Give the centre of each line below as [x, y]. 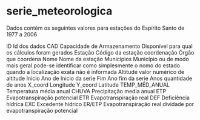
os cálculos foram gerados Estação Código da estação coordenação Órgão [100, 52]
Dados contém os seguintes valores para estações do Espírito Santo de [95, 28]
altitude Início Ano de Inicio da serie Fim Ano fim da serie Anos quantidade [99, 78]
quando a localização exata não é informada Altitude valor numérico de [95, 72]
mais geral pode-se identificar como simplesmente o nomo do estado [93, 65]
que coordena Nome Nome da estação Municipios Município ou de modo [98, 59]
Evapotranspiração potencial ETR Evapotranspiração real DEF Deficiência [98, 98]
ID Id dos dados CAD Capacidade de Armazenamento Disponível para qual [99, 46]
